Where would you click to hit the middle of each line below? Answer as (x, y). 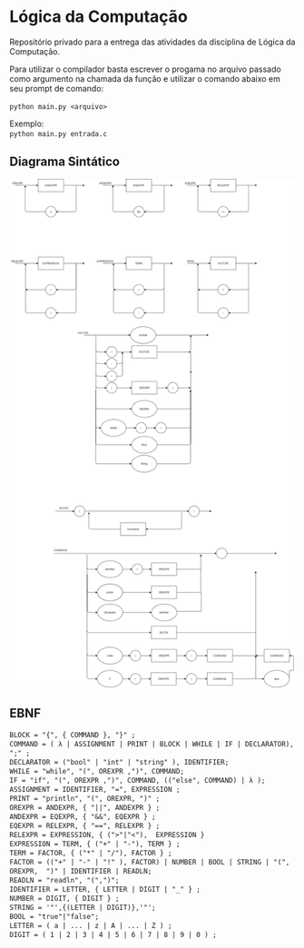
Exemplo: (27, 123)
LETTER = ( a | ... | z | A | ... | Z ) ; (91, 926)
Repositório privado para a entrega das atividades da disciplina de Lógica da (152, 42)
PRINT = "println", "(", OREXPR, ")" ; (85, 799)
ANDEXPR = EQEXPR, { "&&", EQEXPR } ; (83, 817)
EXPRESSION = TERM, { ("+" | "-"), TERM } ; (95, 844)
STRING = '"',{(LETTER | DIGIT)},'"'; (83, 908)
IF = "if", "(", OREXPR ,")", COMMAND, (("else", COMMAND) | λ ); (137, 781)
